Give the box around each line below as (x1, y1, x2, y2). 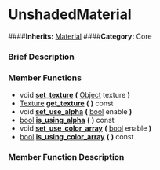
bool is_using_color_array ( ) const (19, 132, 134, 142)
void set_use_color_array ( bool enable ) (19, 124, 152, 133)
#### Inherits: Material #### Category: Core (8, 31, 152, 41)
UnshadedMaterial (8, 6, 132, 24)
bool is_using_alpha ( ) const (19, 116, 115, 125)
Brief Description (8, 51, 75, 62)
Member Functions (8, 72, 82, 83)
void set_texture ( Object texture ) (19, 91, 131, 100)
